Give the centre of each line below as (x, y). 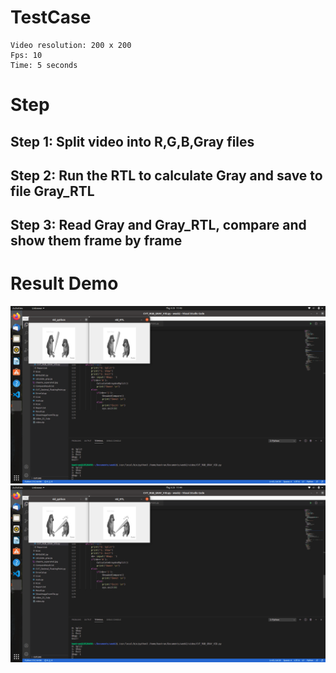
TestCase (51, 17)
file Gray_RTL (52, 191)
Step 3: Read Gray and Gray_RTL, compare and (158, 225)
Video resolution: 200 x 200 (71, 45)
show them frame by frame (96, 241)
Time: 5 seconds (44, 65)
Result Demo (64, 283)
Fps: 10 (26, 55)
